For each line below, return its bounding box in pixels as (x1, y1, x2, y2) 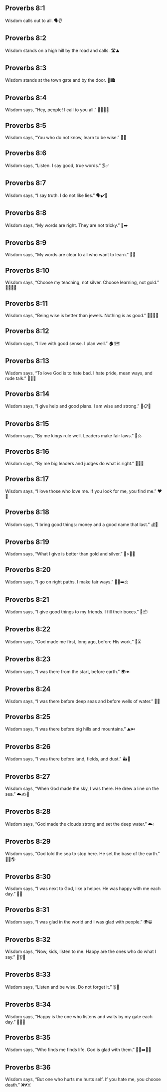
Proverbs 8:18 (5, 508, 50, 517)
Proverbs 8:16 (5, 447, 50, 456)
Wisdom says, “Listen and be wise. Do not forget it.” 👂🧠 (5, 984, 120, 990)
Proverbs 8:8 (5, 209, 47, 217)
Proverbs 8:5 (5, 121, 46, 130)
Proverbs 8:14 (5, 389, 50, 398)
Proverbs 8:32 (5, 935, 51, 944)
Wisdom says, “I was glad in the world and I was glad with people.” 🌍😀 (5, 919, 153, 925)
